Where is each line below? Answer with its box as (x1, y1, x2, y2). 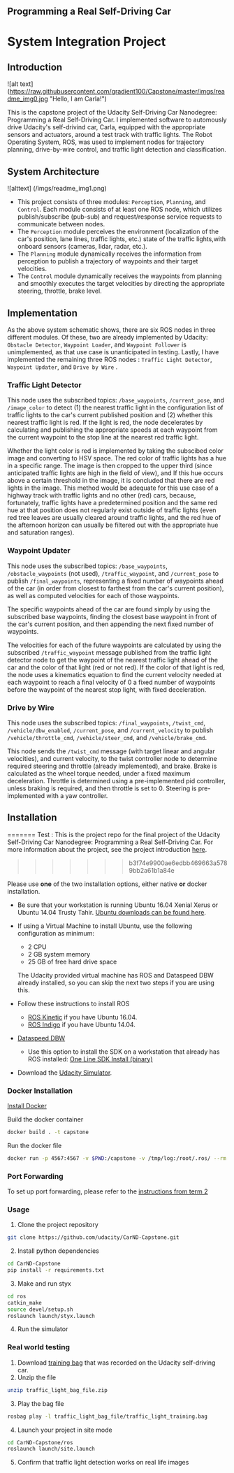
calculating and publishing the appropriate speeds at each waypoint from (7, 426, 218, 434)
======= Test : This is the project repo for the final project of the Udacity (7, 830, 221, 839)
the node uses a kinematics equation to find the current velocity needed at (7, 670, 222, 679)
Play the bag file (17, 1399, 64, 1407)
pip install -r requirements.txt (7, 1267, 105, 1274)
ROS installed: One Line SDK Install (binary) (27, 1054, 153, 1063)
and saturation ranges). (7, 528, 75, 537)
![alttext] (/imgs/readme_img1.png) (7, 184, 107, 193)
